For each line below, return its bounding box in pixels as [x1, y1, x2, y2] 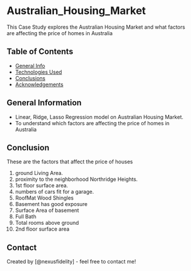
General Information [6, 98, 82, 108]
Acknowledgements [15, 81, 64, 88]
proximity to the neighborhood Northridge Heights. [15, 176, 138, 183]
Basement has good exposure [15, 201, 88, 208]
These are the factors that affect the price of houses [6, 158, 134, 165]
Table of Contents [6, 47, 74, 57]
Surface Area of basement [15, 207, 80, 214]
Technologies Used [15, 68, 62, 76]
